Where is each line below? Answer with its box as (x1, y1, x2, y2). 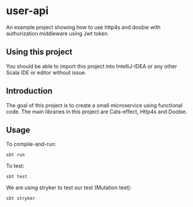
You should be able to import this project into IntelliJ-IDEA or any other (6, 63, 178, 70)
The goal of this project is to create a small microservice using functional (6, 101, 183, 109)
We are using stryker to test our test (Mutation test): (6, 184, 132, 191)
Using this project (6, 47, 72, 57)
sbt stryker (6, 196, 35, 202)
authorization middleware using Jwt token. (6, 29, 109, 37)
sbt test (6, 174, 28, 180)
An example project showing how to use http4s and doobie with (6, 24, 161, 31)
